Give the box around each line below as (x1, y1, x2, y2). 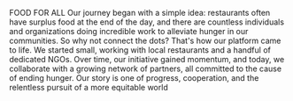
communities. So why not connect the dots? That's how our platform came (9, 35, 281, 46)
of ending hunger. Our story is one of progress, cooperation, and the (9, 73, 259, 83)
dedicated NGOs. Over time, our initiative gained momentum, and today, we (9, 54, 285, 64)
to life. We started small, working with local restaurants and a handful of (9, 45, 272, 55)
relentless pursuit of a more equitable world (9, 83, 168, 92)
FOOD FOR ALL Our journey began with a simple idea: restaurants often (9, 8, 271, 18)
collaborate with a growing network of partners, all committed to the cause (9, 63, 281, 74)
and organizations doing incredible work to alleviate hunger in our (9, 26, 249, 36)
